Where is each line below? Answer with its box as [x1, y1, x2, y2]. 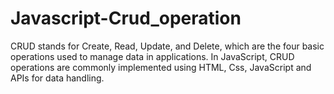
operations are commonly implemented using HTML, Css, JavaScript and [10, 61, 312, 73]
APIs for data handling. [10, 72, 105, 84]
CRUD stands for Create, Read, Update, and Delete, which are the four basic [10, 40, 325, 52]
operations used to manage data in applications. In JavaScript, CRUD [10, 50, 295, 62]
